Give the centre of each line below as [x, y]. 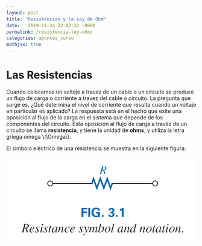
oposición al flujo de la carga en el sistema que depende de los [85, 117]
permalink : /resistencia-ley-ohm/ [50, 32]
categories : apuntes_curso [40, 38]
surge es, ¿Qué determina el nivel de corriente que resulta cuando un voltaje [101, 104]
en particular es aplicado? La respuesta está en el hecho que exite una [94, 111]
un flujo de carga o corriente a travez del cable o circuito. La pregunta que [99, 98]
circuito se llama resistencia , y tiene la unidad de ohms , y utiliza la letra [96, 130]
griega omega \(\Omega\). [39, 136]
